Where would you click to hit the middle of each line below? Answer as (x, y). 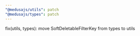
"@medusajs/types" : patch (32, 14)
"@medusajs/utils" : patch (32, 10)
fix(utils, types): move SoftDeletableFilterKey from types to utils (70, 28)
